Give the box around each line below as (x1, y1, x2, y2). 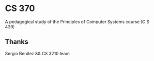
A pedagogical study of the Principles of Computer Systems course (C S (5, 19, 150, 24)
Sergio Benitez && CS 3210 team (5, 50, 70, 56)
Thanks (5, 38, 29, 46)
